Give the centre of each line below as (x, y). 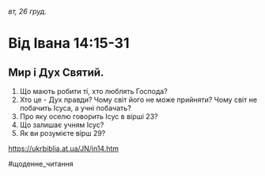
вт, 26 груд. (28, 11)
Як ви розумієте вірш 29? (62, 133)
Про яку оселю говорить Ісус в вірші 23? (89, 116)
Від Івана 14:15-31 (69, 43)
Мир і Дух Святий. (56, 72)
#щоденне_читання (41, 164)
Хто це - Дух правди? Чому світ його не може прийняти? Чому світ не (138, 99)
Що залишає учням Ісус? (62, 125)
